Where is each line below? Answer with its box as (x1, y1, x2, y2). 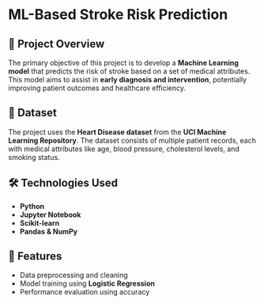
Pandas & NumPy (19, 226, 78, 236)
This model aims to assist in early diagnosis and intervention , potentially (8, 75, 247, 84)
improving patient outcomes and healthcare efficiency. (8, 83, 187, 93)
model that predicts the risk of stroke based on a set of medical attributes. (8, 66, 251, 76)
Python (19, 201, 45, 211)
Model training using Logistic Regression (19, 279, 156, 288)
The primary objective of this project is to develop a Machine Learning (8, 58, 239, 67)
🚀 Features (8, 249, 62, 263)
